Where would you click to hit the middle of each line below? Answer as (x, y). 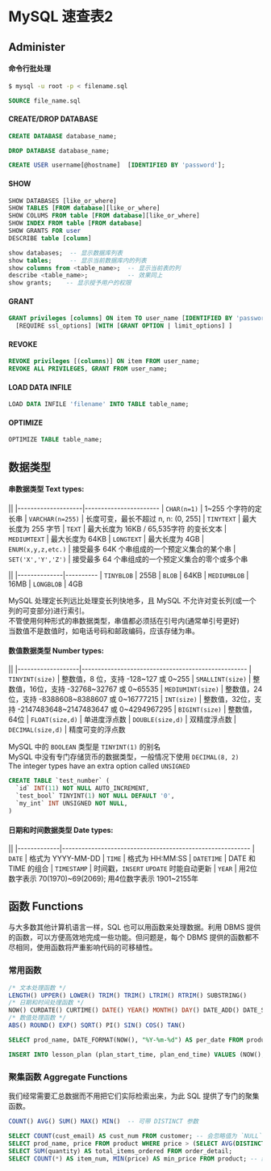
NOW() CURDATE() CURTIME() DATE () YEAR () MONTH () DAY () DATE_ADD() (124, 1010)
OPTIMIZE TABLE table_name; (56, 440)
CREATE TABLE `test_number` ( (59, 781)
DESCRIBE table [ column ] (50, 238)
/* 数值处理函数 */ (38, 1018)
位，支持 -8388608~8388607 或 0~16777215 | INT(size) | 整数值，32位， (132, 700)
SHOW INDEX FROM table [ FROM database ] (75, 223)
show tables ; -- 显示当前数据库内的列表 (77, 260)
